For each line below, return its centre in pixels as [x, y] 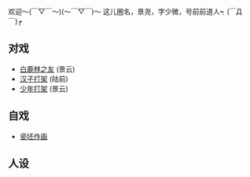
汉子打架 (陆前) [44, 79]
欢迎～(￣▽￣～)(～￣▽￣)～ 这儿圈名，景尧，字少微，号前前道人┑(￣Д [125, 11]
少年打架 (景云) [44, 88]
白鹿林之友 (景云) [47, 68]
